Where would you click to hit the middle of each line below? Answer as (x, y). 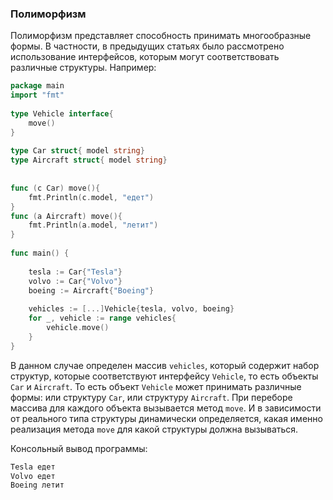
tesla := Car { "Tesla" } (75, 272)
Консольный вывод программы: (79, 448)
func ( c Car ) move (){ (55, 188)
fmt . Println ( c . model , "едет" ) (91, 197)
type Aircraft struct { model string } (89, 160)
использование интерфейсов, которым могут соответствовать (145, 57)
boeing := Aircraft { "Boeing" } (91, 290)
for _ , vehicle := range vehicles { (102, 318)
